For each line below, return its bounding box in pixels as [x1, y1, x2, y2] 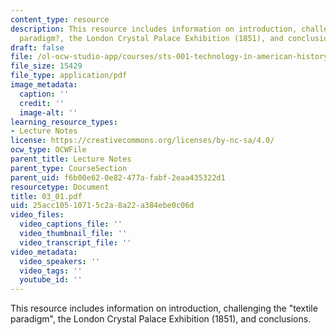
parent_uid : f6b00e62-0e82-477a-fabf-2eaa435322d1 [10, 172, 226, 183]
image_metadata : [10, 80, 78, 90]
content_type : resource [10, 14, 110, 25]
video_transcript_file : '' [19, 237, 132, 248]
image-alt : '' [19, 107, 78, 118]
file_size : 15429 [10, 61, 83, 71]
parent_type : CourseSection [10, 163, 128, 173]
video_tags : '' [19, 266, 83, 276]
